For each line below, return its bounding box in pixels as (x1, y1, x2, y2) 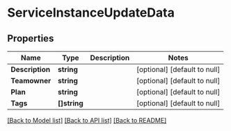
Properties (7, 33, 54, 44)
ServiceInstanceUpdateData (7, 5, 175, 21)
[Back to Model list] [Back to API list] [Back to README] (7, 116, 167, 124)
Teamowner (10, 76, 51, 85)
